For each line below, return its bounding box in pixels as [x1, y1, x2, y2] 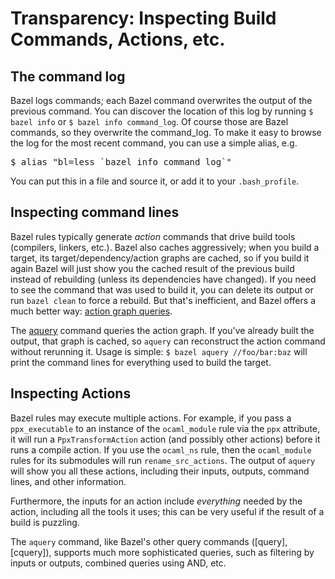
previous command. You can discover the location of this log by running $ [10, 105, 314, 117]
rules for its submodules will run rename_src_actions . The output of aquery [10, 454, 316, 466]
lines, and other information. [10, 475, 127, 487]
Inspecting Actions [10, 385, 132, 402]
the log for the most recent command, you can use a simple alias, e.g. [10, 137, 298, 149]
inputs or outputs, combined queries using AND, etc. [10, 557, 227, 569]
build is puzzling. [10, 516, 80, 528]
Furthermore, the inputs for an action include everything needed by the [10, 495, 303, 507]
